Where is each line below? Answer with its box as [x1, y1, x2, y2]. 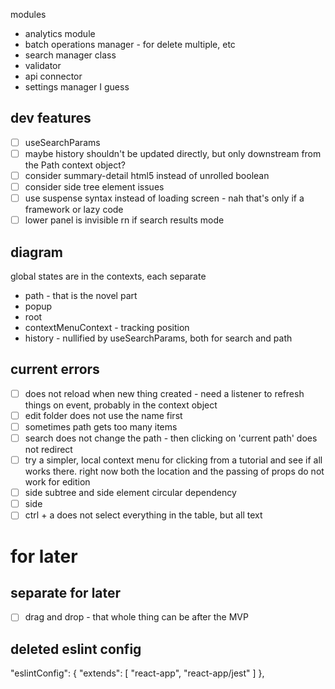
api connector [24, 70, 83, 82]
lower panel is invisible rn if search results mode [24, 214, 225, 226]
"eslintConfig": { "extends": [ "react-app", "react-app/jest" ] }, [10, 667, 265, 679]
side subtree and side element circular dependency [24, 487, 237, 499]
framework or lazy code [24, 204, 124, 216]
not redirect [24, 444, 73, 456]
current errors [10, 361, 100, 378]
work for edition [24, 476, 91, 488]
